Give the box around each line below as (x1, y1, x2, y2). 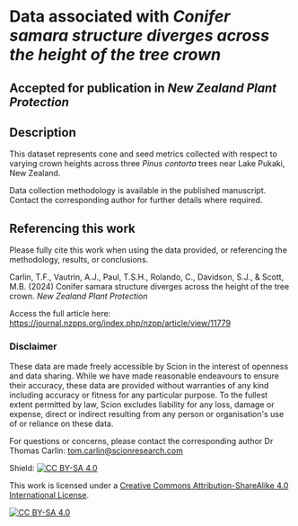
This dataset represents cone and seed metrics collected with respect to (9, 148, 278, 159)
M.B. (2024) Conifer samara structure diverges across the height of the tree (9, 281, 290, 292)
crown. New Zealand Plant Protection (9, 290, 148, 302)
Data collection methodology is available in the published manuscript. (9, 185, 267, 196)
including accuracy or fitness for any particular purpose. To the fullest (9, 389, 268, 400)
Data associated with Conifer (9, 6, 231, 27)
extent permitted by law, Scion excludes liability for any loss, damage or (9, 398, 275, 410)
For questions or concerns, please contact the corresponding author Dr (9, 435, 274, 446)
